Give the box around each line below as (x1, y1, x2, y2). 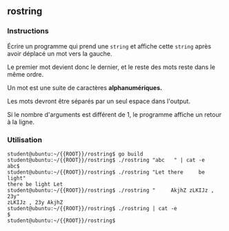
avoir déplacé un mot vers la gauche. (7, 49, 112, 57)
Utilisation (7, 135, 43, 145)
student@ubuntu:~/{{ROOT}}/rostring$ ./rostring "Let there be (7, 169, 206, 176)
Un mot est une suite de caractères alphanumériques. (7, 83, 163, 92)
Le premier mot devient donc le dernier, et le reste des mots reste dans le (7, 62, 216, 71)
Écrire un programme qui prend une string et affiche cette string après (7, 41, 212, 50)
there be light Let (7, 181, 63, 187)
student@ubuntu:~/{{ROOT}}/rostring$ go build (7, 150, 143, 158)
